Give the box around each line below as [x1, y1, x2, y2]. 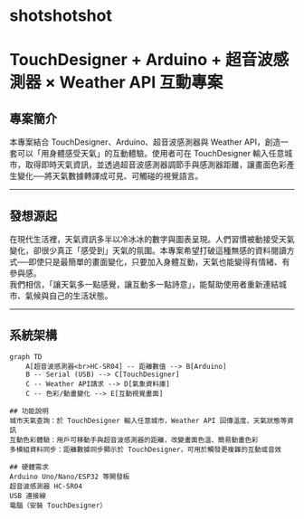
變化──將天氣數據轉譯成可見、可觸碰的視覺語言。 [16, 171, 204, 182]
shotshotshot [9, 5, 113, 26]
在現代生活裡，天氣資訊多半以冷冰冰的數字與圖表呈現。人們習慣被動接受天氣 [9, 234, 295, 244]
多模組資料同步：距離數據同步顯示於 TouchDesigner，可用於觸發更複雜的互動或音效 [9, 445, 282, 454]
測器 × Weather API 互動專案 [9, 72, 223, 93]
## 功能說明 [9, 406, 50, 416]
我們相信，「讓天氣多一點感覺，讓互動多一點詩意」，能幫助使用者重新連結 [9, 279, 279, 289]
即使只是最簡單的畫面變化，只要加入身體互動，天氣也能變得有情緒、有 [28, 257, 290, 267]
